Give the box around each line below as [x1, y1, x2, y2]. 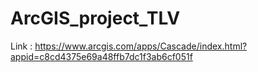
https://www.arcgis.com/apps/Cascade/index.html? [34, 40, 248, 52]
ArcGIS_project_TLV [10, 7, 181, 30]
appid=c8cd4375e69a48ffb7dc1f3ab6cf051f [10, 50, 193, 62]
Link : [10, 40, 33, 52]
